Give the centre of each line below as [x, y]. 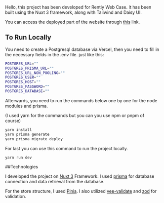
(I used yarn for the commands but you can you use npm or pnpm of [75, 115]
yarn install [19, 130]
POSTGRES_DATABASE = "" [27, 91]
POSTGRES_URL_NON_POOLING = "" [35, 73]
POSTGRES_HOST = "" [23, 82]
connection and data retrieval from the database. [55, 182]
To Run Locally [28, 37]
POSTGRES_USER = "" [23, 78]
